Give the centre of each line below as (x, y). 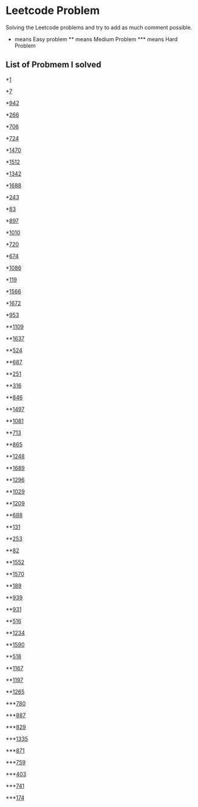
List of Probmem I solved (53, 65)
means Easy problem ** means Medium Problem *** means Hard (96, 39)
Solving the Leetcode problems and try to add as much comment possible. (99, 27)
